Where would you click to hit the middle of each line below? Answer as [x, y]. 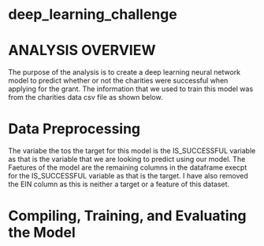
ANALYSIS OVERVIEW [82, 51]
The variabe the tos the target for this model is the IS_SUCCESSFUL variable [132, 151]
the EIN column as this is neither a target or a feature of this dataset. [119, 184]
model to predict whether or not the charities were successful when [118, 81]
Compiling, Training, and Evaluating [127, 216]
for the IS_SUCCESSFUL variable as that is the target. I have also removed [128, 176]
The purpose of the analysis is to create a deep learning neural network [125, 72]
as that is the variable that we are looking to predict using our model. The [127, 160]
